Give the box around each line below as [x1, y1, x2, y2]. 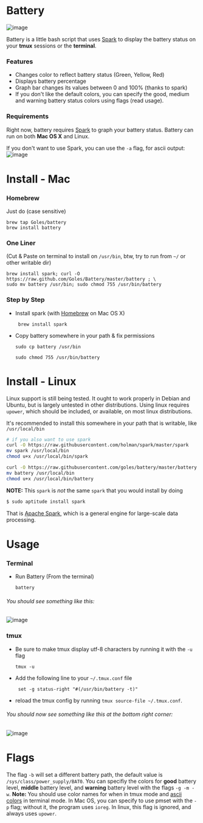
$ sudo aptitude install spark [6, 499, 86, 505]
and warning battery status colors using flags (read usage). [15, 97, 164, 104]
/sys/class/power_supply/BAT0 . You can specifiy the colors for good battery [6, 777, 196, 785]
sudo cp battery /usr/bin [15, 343, 81, 350]
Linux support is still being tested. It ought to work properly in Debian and [6, 394, 190, 402]
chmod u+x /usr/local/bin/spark [6, 454, 88, 460]
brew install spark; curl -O [6, 271, 80, 277]
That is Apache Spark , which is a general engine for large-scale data [6, 510, 178, 517]
